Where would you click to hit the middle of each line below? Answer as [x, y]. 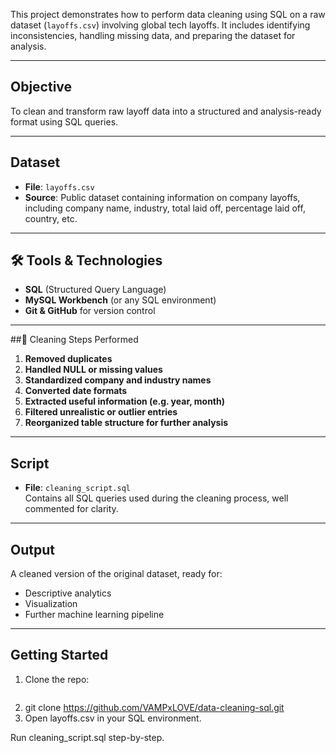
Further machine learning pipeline [94, 615]
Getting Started [59, 655]
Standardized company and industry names [118, 380]
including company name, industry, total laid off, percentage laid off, [165, 208]
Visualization [51, 604]
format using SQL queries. [64, 121]
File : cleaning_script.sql [77, 488]
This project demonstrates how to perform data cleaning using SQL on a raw [168, 14]
